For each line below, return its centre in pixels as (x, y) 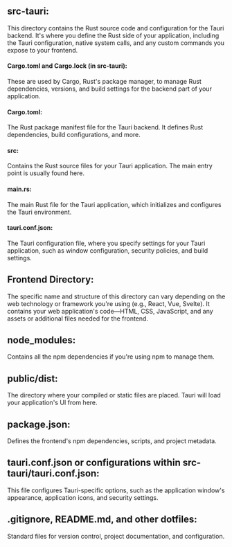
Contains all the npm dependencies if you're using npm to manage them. (111, 357)
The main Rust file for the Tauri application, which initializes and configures (114, 204)
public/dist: (33, 378)
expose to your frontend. (43, 50)
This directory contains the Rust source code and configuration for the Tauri (116, 28)
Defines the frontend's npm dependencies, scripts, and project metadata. (112, 441)
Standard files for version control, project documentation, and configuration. (116, 536)
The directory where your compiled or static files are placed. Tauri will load (114, 395)
